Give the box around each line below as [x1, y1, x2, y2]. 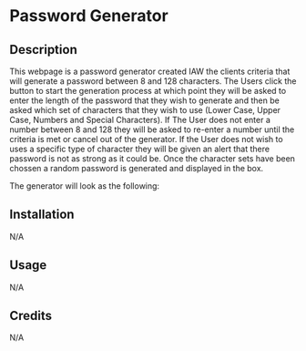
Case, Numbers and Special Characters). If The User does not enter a [9, 115, 271, 125]
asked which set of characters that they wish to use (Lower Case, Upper [9, 105, 280, 115]
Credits [9, 308, 53, 324]
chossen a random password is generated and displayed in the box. [9, 163, 264, 173]
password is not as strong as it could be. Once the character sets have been [9, 153, 296, 164]
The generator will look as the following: [9, 181, 160, 191]
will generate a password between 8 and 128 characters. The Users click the [9, 76, 297, 87]
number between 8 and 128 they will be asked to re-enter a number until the [9, 124, 295, 135]
